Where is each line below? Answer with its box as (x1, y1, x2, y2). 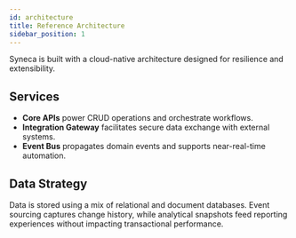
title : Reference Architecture (9, 21, 125, 30)
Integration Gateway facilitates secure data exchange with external (21, 122, 270, 133)
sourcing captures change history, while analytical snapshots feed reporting (9, 210, 288, 219)
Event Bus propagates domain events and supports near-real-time (21, 141, 267, 152)
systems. (21, 131, 56, 142)
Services (9, 89, 60, 104)
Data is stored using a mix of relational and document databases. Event (9, 200, 270, 210)
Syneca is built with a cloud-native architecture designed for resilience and (9, 54, 284, 65)
